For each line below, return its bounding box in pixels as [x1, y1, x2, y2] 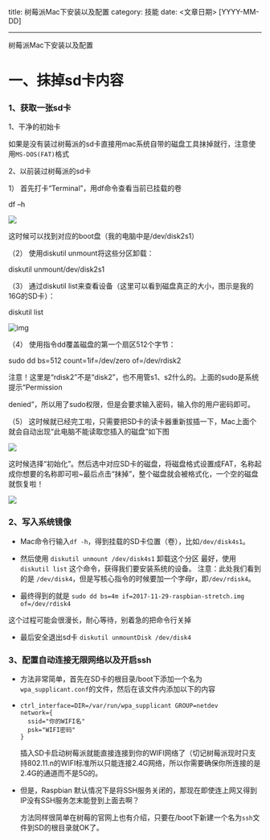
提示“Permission [8, 382, 63, 393]
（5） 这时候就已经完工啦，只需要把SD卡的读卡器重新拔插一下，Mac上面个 [8, 417, 257, 426]
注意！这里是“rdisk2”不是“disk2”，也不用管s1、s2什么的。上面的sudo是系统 [8, 372, 260, 382]
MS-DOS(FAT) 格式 [15, 149, 70, 159]
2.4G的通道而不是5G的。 [19, 768, 103, 778]
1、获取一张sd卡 [8, 102, 72, 114]
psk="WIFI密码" [27, 726, 76, 734]
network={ [19, 709, 54, 717]
